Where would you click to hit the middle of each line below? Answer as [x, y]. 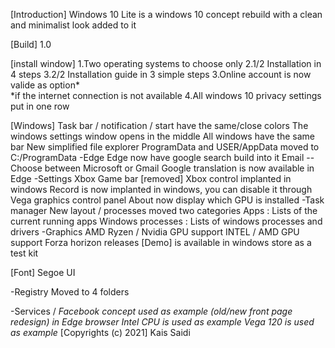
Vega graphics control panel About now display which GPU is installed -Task [167, 200]
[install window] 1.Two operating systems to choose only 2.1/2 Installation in [166, 63]
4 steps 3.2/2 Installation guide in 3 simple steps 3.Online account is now [161, 74]
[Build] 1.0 [31, 44]
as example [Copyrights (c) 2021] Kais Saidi [100, 332]
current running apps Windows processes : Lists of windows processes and [166, 221]
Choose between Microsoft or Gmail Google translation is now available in [162, 168]
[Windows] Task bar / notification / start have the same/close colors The [159, 125]
